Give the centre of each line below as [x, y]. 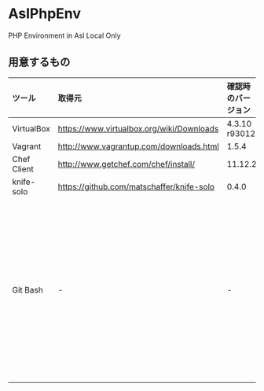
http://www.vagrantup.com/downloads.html [139, 146]
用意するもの [39, 63]
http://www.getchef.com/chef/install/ [126, 164]
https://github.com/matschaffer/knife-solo [136, 186]
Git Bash [27, 290]
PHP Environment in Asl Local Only [64, 35]
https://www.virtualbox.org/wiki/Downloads [138, 128]
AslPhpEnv [44, 14]
